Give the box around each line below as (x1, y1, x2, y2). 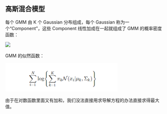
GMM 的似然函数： (5, 52, 44, 59)
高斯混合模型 (5, 5, 45, 14)
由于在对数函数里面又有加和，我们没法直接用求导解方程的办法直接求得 (5, 97, 151, 103)
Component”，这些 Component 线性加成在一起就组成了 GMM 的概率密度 (12, 25, 162, 31)
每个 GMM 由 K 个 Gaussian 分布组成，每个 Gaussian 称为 (5, 19, 125, 25)
